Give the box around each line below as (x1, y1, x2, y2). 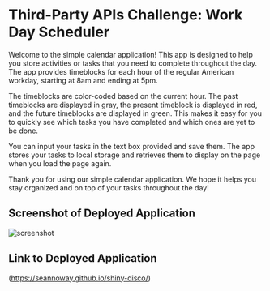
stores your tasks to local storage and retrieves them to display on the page (8, 150, 261, 160)
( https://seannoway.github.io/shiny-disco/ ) (8, 273, 152, 283)
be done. (8, 126, 39, 135)
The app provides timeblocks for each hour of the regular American (8, 66, 234, 76)
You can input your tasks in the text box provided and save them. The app (8, 141, 255, 151)
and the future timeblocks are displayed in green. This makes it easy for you (8, 108, 262, 118)
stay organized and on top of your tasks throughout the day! (8, 182, 209, 192)
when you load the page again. (8, 158, 112, 168)
